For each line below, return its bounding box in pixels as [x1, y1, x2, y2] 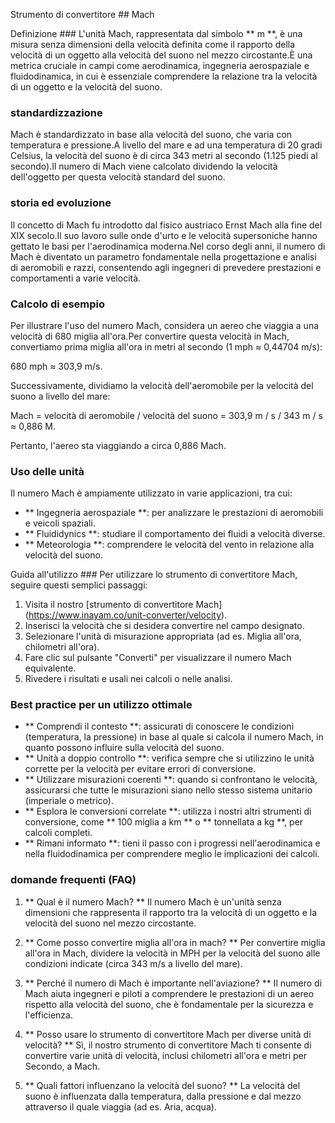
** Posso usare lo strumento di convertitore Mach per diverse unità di [24, 1028, 312, 1040]
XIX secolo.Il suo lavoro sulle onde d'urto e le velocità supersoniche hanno [10, 229, 318, 241]
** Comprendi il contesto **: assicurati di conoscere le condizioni [24, 720, 295, 733]
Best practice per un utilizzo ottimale [10, 698, 193, 712]
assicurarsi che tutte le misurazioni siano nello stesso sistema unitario [24, 784, 313, 796]
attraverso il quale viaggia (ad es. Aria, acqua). [24, 1100, 217, 1113]
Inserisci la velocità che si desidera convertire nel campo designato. [24, 620, 305, 632]
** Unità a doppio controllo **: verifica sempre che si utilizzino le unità [24, 752, 315, 764]
